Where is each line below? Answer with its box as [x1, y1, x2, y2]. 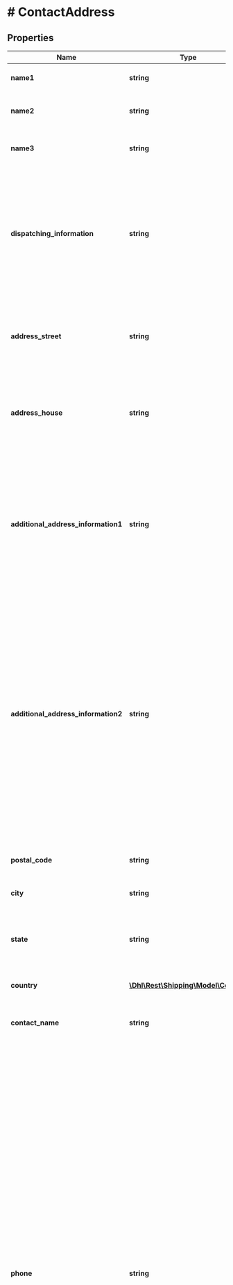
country [10, 981, 38, 990]
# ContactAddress [7, 4, 115, 20]
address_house [10, 408, 63, 418]
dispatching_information [10, 229, 94, 238]
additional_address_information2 [10, 709, 123, 718]
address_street [10, 331, 62, 341]
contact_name [10, 1018, 60, 1027]
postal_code [10, 856, 53, 865]
